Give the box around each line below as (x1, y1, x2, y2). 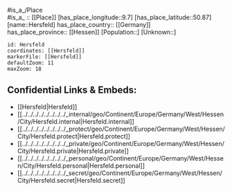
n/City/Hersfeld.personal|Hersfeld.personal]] (17, 161, 145, 170)
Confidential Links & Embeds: (7, 84, 137, 96)
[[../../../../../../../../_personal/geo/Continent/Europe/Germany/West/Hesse (17, 154, 224, 162)
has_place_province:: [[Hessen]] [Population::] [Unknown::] (7, 28, 177, 36)
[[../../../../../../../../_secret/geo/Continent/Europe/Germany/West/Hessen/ (17, 169, 223, 177)
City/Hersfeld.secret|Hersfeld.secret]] (17, 176, 126, 184)
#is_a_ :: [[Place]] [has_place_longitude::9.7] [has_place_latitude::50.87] (7, 13, 212, 21)
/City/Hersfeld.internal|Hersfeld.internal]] (17, 117, 135, 125)
